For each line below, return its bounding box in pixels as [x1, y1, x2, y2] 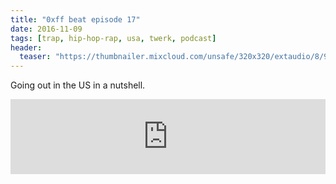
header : [10, 42, 43, 53]
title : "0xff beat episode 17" [10, 14, 141, 25]
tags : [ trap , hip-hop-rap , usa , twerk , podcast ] [10, 33, 217, 43]
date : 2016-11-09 [10, 24, 83, 34]
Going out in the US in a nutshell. [10, 79, 146, 91]
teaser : [19, 52, 52, 62]
